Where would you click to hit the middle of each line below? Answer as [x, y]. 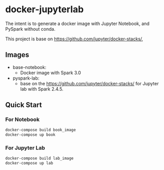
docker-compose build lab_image [39, 159]
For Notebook [22, 119]
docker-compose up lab [29, 163]
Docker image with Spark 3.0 [51, 72]
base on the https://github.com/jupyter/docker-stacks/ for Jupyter [89, 83]
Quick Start [24, 105]
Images [17, 55]
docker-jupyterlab [44, 9]
